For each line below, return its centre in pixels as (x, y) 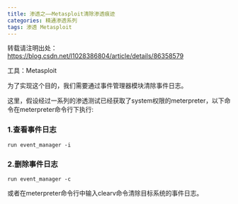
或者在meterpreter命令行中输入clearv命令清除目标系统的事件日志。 (105, 193)
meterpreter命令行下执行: (57, 110)
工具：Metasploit (32, 71)
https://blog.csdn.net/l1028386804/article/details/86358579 (96, 56)
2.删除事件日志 (33, 164)
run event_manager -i (39, 145)
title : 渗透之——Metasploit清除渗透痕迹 (61, 14)
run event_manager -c (39, 179)
